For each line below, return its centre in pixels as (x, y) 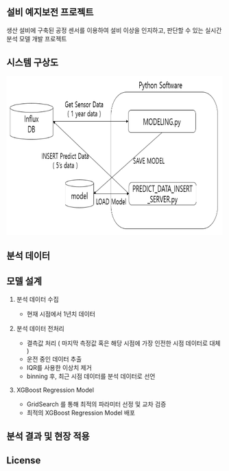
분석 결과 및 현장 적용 (48, 436)
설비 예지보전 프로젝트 (50, 12)
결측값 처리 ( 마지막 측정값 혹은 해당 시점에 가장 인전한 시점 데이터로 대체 (123, 343)
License (24, 460)
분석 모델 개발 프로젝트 (37, 39)
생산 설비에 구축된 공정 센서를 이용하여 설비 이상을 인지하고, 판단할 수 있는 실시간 (114, 30)
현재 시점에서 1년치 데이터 (61, 314)
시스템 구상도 (33, 63)
